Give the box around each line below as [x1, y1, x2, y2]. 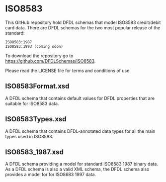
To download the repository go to [5, 53, 74, 59]
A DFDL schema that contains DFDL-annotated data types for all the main [5, 128, 156, 134]
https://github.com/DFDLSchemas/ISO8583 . [5, 58, 96, 64]
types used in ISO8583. [5, 133, 54, 139]
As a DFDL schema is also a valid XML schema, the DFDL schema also [5, 166, 150, 172]
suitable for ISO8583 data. [5, 100, 59, 106]
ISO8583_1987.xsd [5, 148, 64, 156]
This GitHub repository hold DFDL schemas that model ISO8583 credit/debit [5, 19, 161, 25]
